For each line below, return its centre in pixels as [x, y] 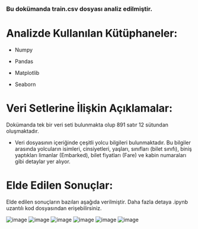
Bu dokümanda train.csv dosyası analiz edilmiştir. [79, 9]
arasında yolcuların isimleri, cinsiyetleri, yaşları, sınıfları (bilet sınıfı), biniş [103, 149]
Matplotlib [27, 72]
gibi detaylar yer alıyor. [43, 161]
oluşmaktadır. [23, 131]
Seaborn [25, 84]
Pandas [24, 61]
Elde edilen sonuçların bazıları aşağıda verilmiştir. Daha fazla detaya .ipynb [97, 202]
